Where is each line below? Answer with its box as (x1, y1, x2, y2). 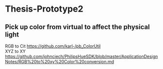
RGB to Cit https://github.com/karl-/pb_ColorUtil (5, 43, 101, 49)
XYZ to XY (5, 49, 26, 54)
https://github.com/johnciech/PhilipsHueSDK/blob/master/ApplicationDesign (5, 53, 158, 59)
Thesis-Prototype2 (5, 3, 83, 15)
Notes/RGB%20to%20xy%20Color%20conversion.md (5, 59, 114, 64)
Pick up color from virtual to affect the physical (5, 23, 150, 31)
